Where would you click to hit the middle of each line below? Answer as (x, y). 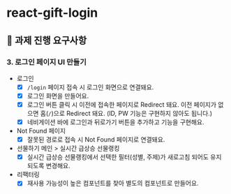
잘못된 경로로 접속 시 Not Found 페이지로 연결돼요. (96, 140)
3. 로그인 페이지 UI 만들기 (46, 62)
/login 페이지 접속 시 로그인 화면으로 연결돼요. (90, 87)
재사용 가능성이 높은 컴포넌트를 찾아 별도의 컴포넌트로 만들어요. (113, 184)
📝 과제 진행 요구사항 (47, 40)
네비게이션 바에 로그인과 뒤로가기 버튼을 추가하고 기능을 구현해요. (115, 122)
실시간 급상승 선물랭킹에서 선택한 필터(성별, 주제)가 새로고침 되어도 (118, 157)
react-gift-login (52, 13)
